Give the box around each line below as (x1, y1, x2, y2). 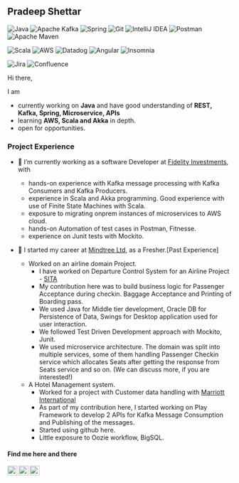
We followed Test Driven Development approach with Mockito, (38, 327, 223, 336)
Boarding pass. (38, 297, 84, 306)
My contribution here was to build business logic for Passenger (38, 282, 225, 291)
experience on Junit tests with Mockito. (28, 232, 144, 240)
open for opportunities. (17, 124, 86, 132)
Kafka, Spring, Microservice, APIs (17, 108, 120, 117)
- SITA (38, 275, 58, 283)
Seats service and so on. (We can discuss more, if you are (38, 366, 210, 374)
